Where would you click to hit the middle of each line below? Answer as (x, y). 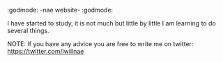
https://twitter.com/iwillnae (46, 51)
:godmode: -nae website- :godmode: (60, 10)
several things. (29, 31)
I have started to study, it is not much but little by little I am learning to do (111, 23)
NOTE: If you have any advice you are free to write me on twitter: (100, 44)
